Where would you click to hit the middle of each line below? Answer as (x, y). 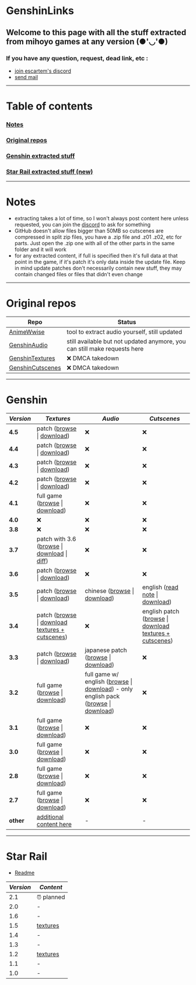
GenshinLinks (40, 11)
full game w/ (101, 674)
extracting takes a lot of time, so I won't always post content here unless (101, 218)
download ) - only (108, 689)
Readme (24, 873)
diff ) (43, 561)
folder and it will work (41, 249)
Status (127, 322)
